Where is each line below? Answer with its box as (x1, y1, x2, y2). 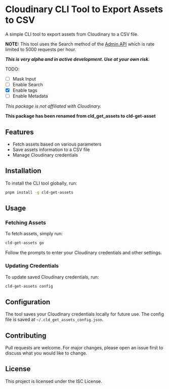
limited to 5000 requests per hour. (5, 46, 76, 52)
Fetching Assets (5, 219, 47, 226)
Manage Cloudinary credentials (12, 152, 78, 158)
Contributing (5, 331, 47, 340)
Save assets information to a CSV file (12, 147, 90, 153)
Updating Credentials (5, 262, 59, 269)
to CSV (5, 14, 35, 26)
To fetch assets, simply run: (5, 231, 63, 237)
